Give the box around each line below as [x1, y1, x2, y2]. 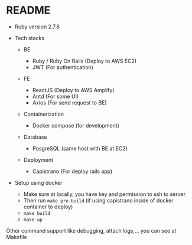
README [6, 4, 51, 17]
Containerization [23, 110, 64, 117]
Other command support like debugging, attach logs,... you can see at [6, 227, 177, 234]
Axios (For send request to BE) [32, 99, 108, 106]
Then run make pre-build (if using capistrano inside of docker [23, 197, 174, 204]
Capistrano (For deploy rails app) [32, 168, 113, 175]
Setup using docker [14, 179, 63, 186]
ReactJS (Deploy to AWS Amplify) [32, 86, 115, 93]
